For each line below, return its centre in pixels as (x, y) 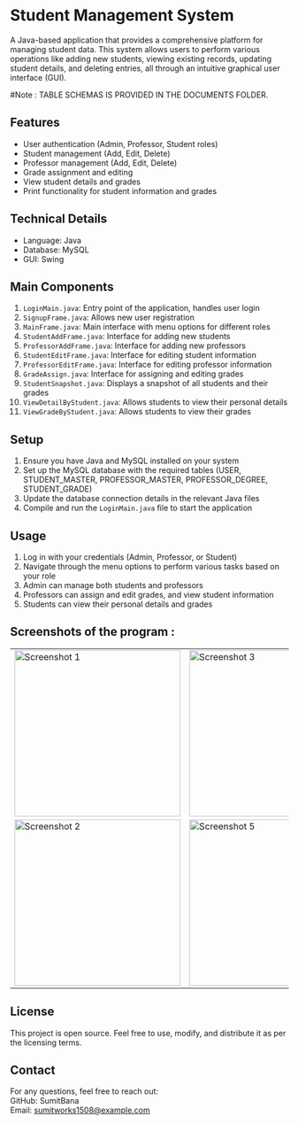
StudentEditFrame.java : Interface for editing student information (140, 355)
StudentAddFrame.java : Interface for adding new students (126, 337)
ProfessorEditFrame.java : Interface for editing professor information (147, 365)
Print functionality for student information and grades (120, 190)
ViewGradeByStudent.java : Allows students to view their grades (137, 412)
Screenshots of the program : (92, 632)
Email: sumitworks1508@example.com (80, 1110)
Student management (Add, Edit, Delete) (96, 153)
